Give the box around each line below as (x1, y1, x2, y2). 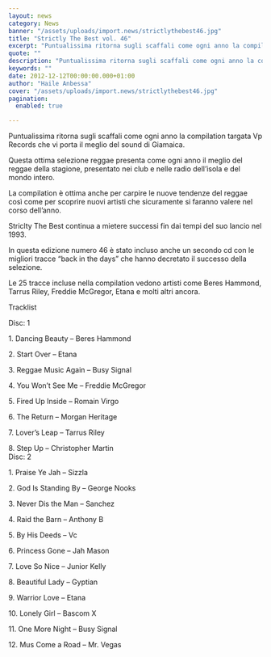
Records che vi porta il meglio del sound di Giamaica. (8, 140, 186, 150)
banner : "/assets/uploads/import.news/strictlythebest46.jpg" (8, 27, 222, 35)
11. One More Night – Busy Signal (8, 624, 118, 634)
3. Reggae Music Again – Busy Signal (8, 365, 131, 375)
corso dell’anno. (8, 205, 62, 215)
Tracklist (8, 302, 37, 312)
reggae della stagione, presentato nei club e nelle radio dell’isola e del (8, 164, 240, 174)
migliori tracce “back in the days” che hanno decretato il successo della (8, 254, 248, 263)
